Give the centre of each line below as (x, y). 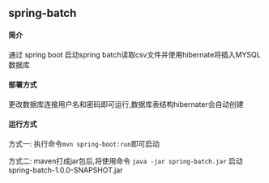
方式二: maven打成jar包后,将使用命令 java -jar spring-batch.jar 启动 (126, 161)
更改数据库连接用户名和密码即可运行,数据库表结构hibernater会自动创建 (126, 104)
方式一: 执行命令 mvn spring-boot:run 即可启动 (84, 144)
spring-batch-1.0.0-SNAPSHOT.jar (66, 170)
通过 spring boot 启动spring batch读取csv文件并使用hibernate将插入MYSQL (134, 54)
